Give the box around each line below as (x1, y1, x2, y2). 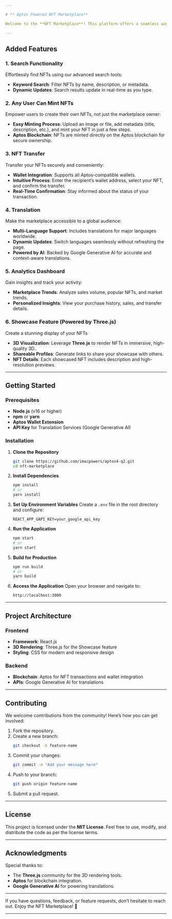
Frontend (5, 627, 29, 634)
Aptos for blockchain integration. (12, 878, 83, 884)
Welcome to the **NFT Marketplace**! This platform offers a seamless (5, 21, 159, 26)
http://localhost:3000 (12, 593, 61, 598)
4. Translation (5, 206, 41, 213)
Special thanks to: (5, 862, 44, 868)
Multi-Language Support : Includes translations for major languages (12, 228, 157, 234)
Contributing (5, 699, 47, 707)
